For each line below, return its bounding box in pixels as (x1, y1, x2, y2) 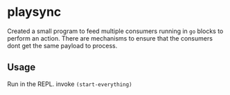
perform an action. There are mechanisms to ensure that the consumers (7, 34, 213, 42)
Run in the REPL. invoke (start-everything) (7, 80, 133, 88)
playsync (7, 4, 62, 20)
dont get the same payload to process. (7, 41, 118, 50)
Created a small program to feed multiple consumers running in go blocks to (7, 27, 224, 35)
